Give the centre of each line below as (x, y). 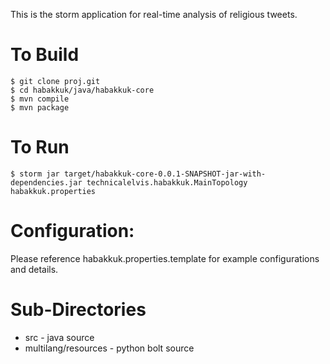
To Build (45, 55)
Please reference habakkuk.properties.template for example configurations (165, 258)
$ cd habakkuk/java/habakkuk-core (82, 90)
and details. (34, 269)
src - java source (59, 337)
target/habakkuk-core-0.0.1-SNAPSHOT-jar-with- (165, 174)
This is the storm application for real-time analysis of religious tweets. (154, 14)
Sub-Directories (78, 310)
